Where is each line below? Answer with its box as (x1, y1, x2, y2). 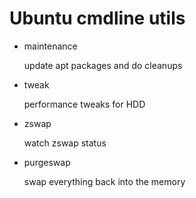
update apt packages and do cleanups (23, 59, 183, 71)
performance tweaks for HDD (23, 98, 146, 110)
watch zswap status (23, 137, 107, 149)
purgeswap (23, 156, 71, 168)
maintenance (23, 40, 78, 52)
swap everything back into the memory (23, 175, 186, 187)
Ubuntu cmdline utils (9, 7, 186, 30)
